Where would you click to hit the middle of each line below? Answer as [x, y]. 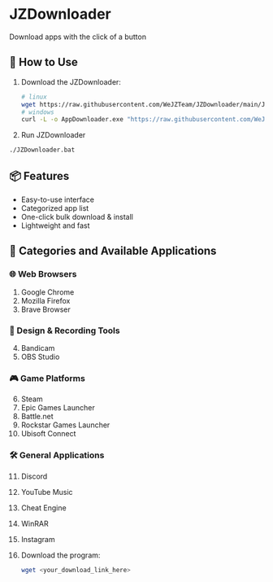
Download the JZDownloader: [71, 81]
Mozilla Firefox [45, 300]
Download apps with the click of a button [78, 37]
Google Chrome [48, 292]
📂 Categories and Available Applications [113, 251]
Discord [34, 476]
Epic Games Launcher [58, 408]
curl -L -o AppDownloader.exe [72, 120]
